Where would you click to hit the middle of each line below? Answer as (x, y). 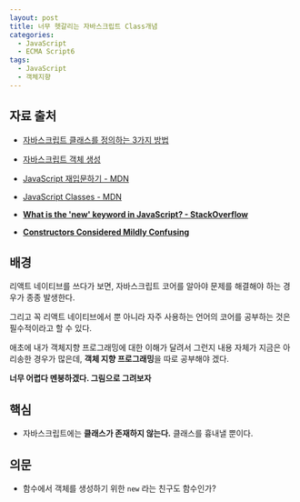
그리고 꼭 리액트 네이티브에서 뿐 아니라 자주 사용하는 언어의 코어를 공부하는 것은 (150, 317)
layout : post (34, 18)
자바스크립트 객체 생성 (62, 159)
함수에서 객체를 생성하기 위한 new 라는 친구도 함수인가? (119, 488)
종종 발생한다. (50, 297)
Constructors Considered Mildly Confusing (106, 232)
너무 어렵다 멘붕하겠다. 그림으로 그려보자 (80, 378)
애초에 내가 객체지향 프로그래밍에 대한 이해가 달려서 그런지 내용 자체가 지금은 (145, 347)
